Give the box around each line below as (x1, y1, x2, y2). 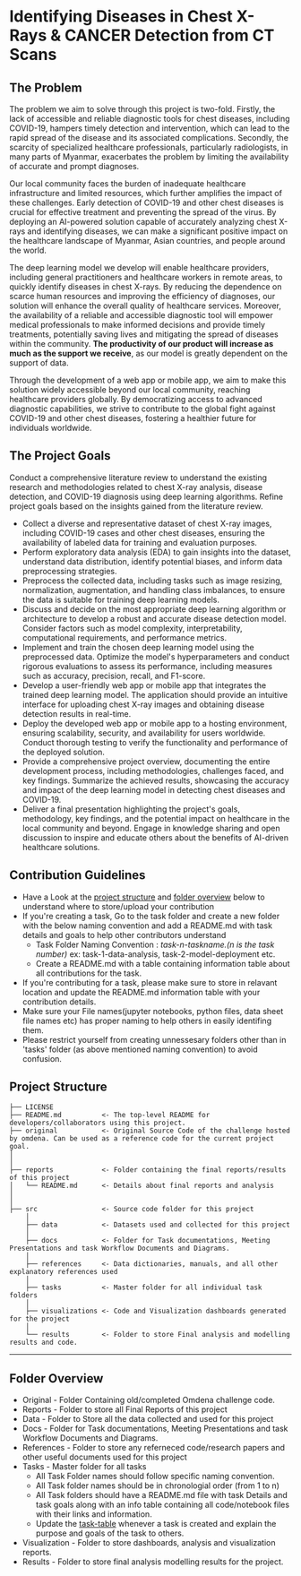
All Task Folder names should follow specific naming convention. (35, 1471, 275, 1482)
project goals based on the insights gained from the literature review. (9, 500, 263, 512)
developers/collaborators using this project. (9, 1118, 186, 1128)
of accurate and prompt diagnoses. (9, 161, 140, 171)
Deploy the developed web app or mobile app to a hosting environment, (21, 718, 288, 728)
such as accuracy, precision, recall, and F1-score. (21, 670, 206, 681)
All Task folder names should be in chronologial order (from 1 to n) (35, 1480, 280, 1491)
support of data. (9, 357, 69, 368)
